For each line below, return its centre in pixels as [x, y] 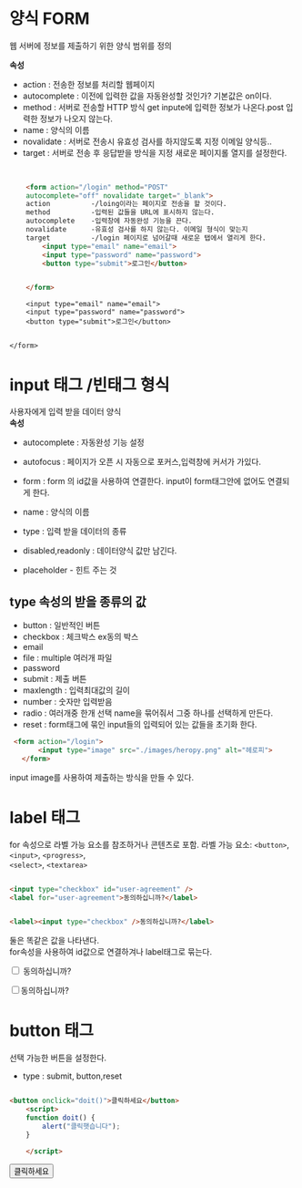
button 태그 [51, 1031]
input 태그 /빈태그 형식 [90, 385]
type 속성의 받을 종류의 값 [78, 601]
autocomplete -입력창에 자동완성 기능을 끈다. [109, 221]
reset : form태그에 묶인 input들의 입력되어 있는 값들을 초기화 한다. [140, 725]
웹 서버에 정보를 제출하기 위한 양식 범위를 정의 [91, 46]
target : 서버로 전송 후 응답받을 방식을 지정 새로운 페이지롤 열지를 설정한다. [155, 152]
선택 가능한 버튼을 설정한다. [58, 1058]
